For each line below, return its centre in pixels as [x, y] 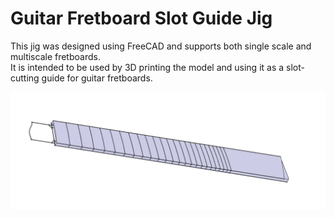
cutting [25, 78]
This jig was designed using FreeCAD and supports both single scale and [161, 46]
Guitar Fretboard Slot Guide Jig [141, 18]
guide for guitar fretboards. [97, 78]
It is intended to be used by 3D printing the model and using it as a [147, 67]
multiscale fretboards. [55, 56]
